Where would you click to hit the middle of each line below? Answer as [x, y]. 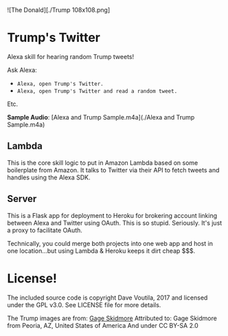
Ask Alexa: [22, 70]
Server [22, 199]
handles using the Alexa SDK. [49, 177]
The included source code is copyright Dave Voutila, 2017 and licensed [107, 298]
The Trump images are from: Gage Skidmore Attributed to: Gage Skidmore [112, 318]
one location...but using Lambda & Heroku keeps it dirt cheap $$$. [101, 251]
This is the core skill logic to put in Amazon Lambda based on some [103, 163]
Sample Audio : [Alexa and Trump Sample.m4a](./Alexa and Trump [101, 117]
